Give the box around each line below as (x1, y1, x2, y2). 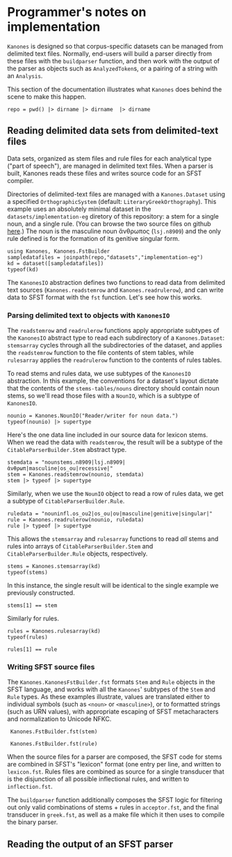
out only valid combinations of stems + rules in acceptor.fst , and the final (7, 803, 219, 812)
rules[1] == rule (7, 646, 58, 653)
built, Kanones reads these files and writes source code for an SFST (7, 168, 202, 178)
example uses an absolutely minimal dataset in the (7, 205, 151, 213)
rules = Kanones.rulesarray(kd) (7, 628, 101, 635)
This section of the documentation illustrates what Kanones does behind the (7, 85, 222, 93)
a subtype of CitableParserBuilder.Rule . (7, 497, 125, 505)
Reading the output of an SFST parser (7, 838, 174, 850)
